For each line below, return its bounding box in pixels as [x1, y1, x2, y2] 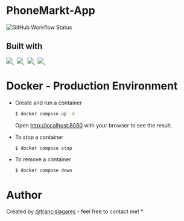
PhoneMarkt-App [6, 4, 95, 18]
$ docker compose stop [14, 145, 72, 151]
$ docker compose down [14, 167, 72, 174]
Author [6, 188, 42, 202]
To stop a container [14, 133, 63, 141]
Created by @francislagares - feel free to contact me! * [6, 208, 144, 215]
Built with [6, 41, 43, 51]
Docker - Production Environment [6, 79, 178, 92]
